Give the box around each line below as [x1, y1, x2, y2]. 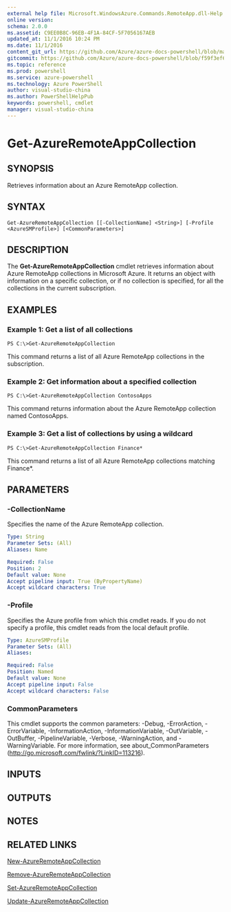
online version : [7, 17, 54, 23]
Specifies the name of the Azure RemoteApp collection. [7, 520, 164, 528]
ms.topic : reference [7, 61, 67, 68]
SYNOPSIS [7, 163, 54, 175]
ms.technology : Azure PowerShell [7, 80, 103, 87]
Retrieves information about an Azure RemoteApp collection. [7, 181, 179, 189]
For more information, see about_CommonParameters [57, 741, 210, 750]
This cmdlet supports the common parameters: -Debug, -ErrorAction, [7, 719, 204, 728]
